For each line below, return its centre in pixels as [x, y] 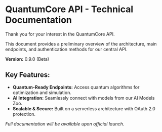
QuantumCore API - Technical [69, 9]
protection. [24, 114]
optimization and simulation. [42, 93]
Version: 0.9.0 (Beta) [27, 59]
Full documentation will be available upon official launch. [65, 124]
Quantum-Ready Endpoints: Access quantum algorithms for [76, 87]
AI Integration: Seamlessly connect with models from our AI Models [84, 98]
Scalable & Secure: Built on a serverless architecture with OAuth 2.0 [84, 108]
